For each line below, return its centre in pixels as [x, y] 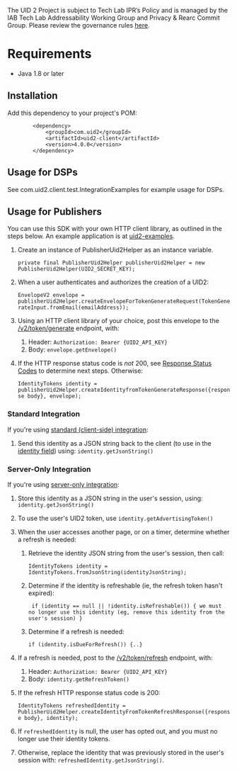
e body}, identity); [48, 718]
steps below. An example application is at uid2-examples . [91, 236]
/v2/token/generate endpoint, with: [68, 328]
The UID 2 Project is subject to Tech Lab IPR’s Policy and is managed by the [118, 10]
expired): [41, 593]
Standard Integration [44, 414]
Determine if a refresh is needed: [76, 631]
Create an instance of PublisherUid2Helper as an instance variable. [115, 250]
